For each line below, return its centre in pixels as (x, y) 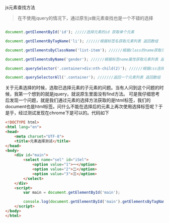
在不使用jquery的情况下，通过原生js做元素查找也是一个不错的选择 (85, 18)
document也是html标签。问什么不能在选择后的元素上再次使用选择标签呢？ (82, 107)
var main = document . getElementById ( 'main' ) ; (72, 193)
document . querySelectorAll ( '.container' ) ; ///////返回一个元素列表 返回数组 (83, 78)
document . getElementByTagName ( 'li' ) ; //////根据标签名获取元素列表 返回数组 (82, 41)
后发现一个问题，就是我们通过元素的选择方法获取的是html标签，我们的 (78, 100)
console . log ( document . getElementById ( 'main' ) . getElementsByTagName (95, 202)
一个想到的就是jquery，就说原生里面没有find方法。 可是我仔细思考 (91, 94)
